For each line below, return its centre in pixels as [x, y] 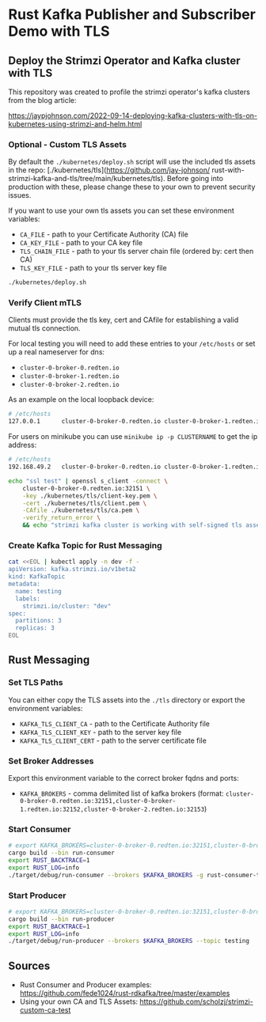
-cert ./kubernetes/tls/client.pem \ [85, 503]
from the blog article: [42, 100]
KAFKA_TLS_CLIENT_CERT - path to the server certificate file [113, 740]
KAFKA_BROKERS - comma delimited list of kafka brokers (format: [122, 793]
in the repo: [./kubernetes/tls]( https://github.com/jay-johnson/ [109, 170]
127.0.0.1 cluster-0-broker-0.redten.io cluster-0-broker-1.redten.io [136, 422]
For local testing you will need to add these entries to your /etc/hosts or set [132, 344]
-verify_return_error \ [62, 518]
